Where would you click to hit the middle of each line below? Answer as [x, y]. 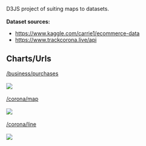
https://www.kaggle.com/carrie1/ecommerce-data [77, 33]
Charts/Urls [29, 59]
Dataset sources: [28, 22]
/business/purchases [32, 73]
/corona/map [22, 99]
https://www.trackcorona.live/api [56, 40]
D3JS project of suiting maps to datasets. [58, 9]
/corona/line [21, 124]
